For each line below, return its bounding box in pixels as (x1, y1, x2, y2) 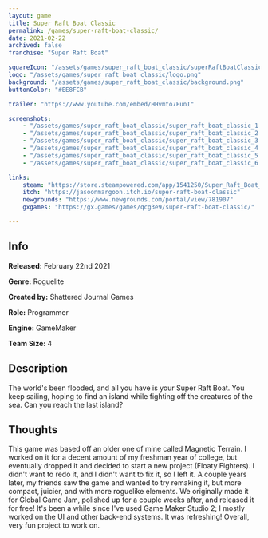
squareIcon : (8, 63, 48, 72)
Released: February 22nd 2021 (8, 261, 111, 270)
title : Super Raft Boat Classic (8, 19, 116, 27)
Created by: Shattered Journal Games (8, 292, 134, 301)
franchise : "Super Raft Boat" (8, 49, 109, 57)
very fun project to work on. (8, 520, 100, 530)
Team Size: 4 (8, 338, 53, 348)
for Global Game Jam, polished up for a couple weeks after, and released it (8, 495, 254, 504)
